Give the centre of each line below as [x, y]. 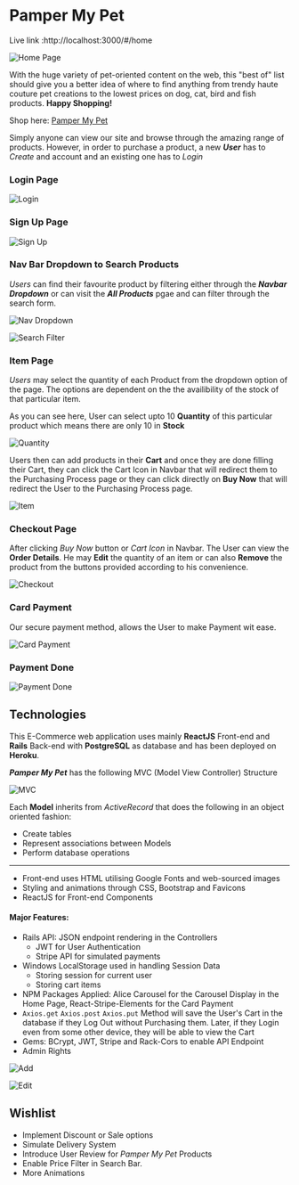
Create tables [47, 833]
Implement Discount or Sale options [88, 1135]
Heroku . [24, 755]
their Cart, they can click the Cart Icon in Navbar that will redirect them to [143, 470]
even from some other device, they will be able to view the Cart [138, 1032]
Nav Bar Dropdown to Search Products [94, 265]
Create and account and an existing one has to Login [106, 156]
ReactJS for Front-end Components [88, 897]
